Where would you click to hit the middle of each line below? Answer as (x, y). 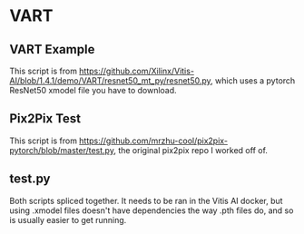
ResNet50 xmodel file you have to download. (93, 90)
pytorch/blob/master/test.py (62, 150)
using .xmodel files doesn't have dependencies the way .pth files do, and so (152, 210)
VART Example (52, 49)
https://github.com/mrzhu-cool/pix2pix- (153, 141)
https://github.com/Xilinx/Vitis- (137, 71)
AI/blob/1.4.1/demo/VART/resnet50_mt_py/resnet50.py (110, 81)
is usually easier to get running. (68, 219)
